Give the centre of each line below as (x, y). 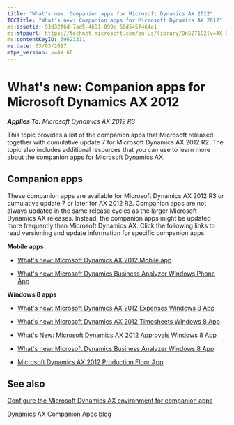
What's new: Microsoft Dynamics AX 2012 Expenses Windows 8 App (116, 308)
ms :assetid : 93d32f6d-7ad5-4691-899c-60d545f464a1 (82, 27)
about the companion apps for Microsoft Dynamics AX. (86, 157)
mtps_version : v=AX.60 (40, 53)
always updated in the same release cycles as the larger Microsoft (102, 211)
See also (26, 384)
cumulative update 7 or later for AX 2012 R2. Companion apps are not (107, 203)
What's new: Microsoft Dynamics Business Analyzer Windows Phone (116, 274)
